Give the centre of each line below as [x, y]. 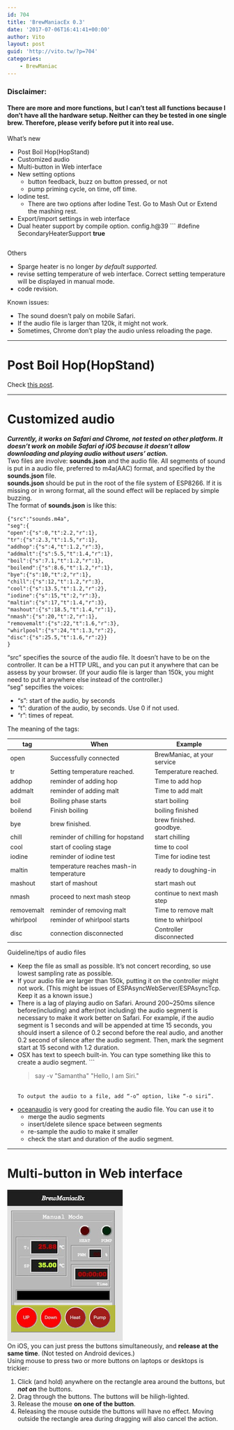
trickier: [18, 1368]
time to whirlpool [179, 920]
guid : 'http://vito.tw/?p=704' [53, 52]
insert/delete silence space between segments [95, 1124]
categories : [24, 59]
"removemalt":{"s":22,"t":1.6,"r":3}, [63, 623]
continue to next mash [186, 893]
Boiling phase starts [78, 800]
